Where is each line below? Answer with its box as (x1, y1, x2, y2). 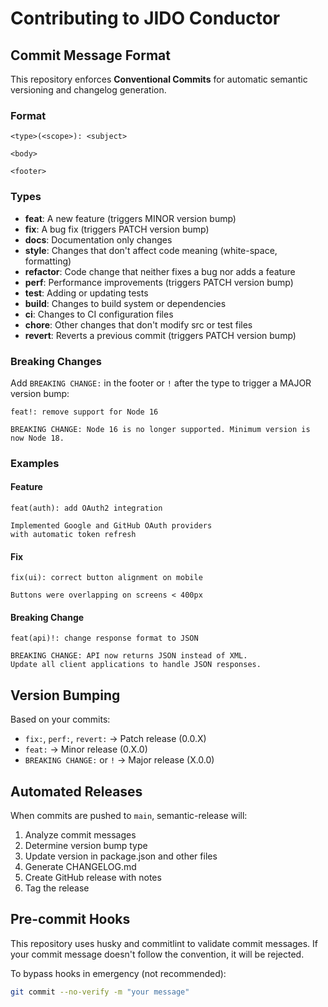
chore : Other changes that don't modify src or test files (24, 318, 253, 331)
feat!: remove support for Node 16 (10, 407, 159, 417)
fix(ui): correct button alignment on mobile (10, 573, 203, 583)
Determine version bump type (24, 840, 148, 852)
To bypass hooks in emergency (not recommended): (10, 967, 227, 979)
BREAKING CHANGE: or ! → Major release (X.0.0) (24, 754, 215, 766)
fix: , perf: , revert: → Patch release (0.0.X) (24, 733, 207, 745)
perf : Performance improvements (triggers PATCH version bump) (24, 276, 294, 288)
